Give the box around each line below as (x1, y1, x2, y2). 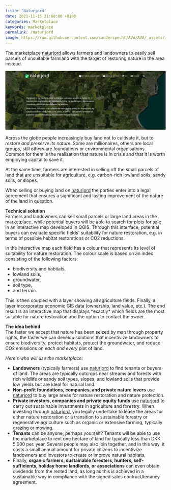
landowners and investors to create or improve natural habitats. (12, 452, 146, 458)
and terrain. (12, 288, 37, 294)
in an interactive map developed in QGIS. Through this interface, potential (5, 224, 159, 230)
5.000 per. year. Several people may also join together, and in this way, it (12, 441, 165, 447)
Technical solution (5, 208, 45, 214)
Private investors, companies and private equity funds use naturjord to (12, 398, 165, 404)
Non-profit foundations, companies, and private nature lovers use (12, 387, 155, 393)
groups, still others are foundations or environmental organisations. (5, 146, 146, 152)
